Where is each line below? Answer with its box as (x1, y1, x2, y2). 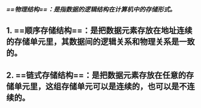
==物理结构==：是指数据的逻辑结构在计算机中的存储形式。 (6, 5, 176, 13)
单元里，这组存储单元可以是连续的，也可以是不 (14, 81, 187, 91)
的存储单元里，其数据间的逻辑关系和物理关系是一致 (6, 37, 195, 47)
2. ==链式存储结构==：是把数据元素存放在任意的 (6, 70, 187, 80)
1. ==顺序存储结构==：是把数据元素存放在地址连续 (6, 26, 193, 36)
